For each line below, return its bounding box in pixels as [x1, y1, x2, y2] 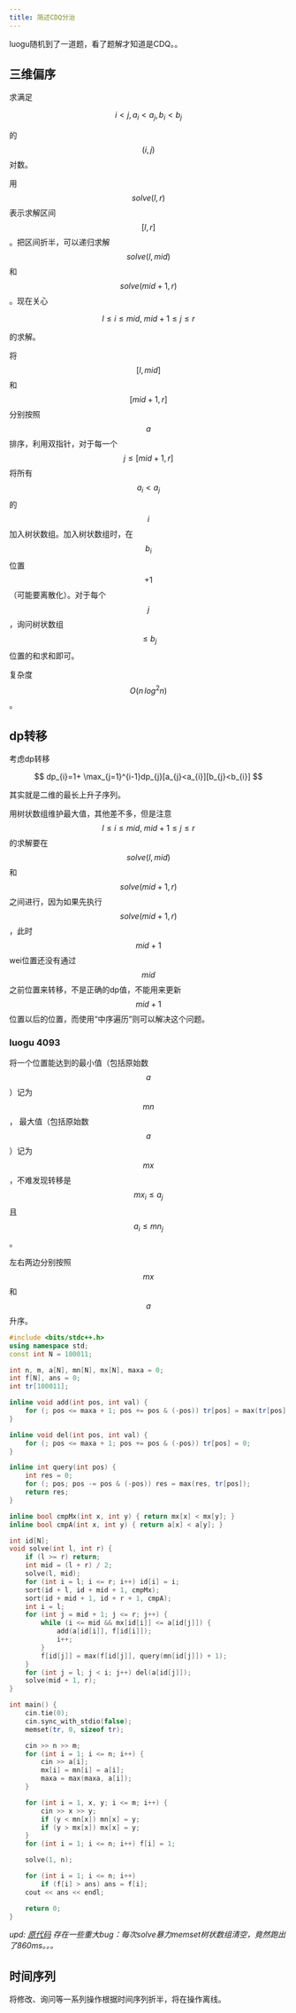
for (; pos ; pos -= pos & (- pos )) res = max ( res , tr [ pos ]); [25, 1480, 251, 1488]
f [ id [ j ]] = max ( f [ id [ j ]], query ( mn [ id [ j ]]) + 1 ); [41, 1652, 228, 1660]
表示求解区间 [9, 207, 56, 218]
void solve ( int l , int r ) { [9, 1544, 113, 1553]
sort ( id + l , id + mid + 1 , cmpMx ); [25, 1585, 161, 1595]
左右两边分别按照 [9, 1256, 72, 1267]
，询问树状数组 [9, 618, 64, 629]
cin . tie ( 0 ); [25, 1709, 69, 1718]
